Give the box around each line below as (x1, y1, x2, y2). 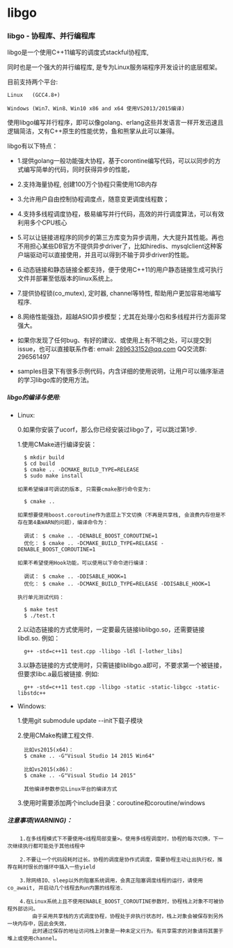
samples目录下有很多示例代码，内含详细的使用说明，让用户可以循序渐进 (17, 367, 225, 376)
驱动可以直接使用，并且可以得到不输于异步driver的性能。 (29, 251, 193, 259)
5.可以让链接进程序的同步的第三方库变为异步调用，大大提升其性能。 (17, 234, 212, 242)
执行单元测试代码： (17, 594, 65, 601)
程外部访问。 (7, 905, 39, 912)
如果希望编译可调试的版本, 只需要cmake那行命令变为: (17, 486, 152, 493)
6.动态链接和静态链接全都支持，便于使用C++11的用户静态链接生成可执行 (17, 266, 224, 274)
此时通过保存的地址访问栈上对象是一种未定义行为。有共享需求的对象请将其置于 (32, 928, 224, 935)
